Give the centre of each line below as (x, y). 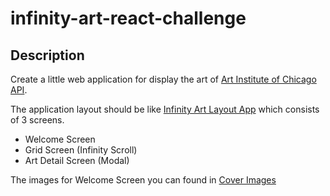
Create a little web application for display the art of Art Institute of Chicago (163, 79)
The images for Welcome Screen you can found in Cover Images (143, 180)
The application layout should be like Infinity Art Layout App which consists (165, 109)
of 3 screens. (37, 120)
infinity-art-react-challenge (128, 18)
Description (47, 55)
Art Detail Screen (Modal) (77, 160)
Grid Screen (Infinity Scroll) (81, 150)
